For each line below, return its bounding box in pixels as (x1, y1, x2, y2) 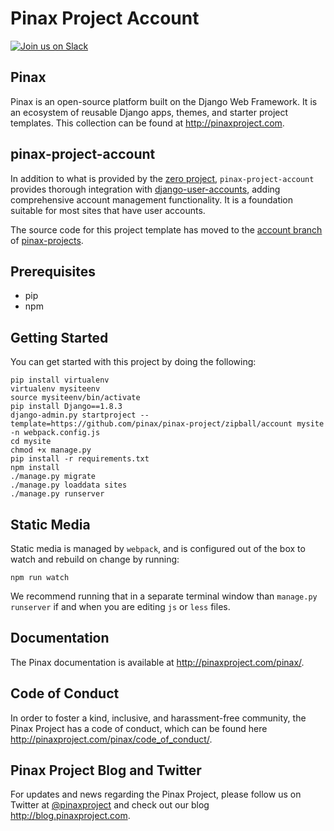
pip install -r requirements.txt (10, 454, 150, 464)
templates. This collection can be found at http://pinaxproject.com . (10, 117, 285, 129)
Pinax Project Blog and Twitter (10, 762, 202, 779)
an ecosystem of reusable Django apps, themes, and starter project (10, 106, 289, 118)
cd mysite (10, 437, 52, 447)
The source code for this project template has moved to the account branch (10, 223, 323, 236)
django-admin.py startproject (10, 410, 137, 421)
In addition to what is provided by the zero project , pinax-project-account (10, 172, 315, 184)
